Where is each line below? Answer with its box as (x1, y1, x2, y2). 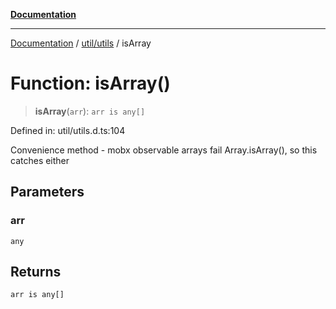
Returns (10, 264, 62, 281)
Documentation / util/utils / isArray (10, 37, 152, 49)
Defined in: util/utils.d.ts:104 (10, 124, 126, 136)
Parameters (10, 184, 85, 201)
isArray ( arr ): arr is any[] (34, 105, 146, 117)
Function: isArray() (10, 72, 171, 95)
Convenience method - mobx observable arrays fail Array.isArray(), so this (10, 144, 318, 156)
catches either (10, 154, 70, 166)
